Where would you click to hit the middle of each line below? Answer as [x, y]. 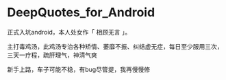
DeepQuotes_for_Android [81, 13]
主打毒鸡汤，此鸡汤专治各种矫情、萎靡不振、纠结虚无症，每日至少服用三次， [115, 46]
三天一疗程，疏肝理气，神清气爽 [52, 55]
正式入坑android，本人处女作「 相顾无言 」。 [69, 32]
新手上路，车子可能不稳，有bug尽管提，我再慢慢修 [79, 69]
